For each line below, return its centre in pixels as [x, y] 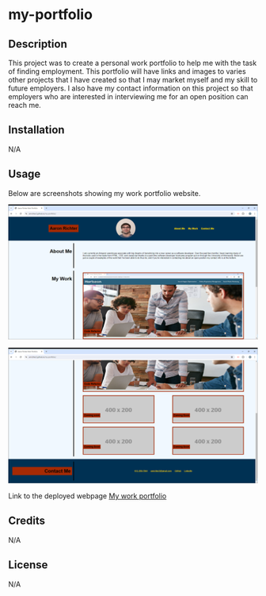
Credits [27, 521]
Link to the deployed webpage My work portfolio [87, 496]
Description [38, 44]
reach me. [25, 105]
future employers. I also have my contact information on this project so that [131, 88]
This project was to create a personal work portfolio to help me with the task [133, 63]
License [28, 565]
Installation [36, 130]
